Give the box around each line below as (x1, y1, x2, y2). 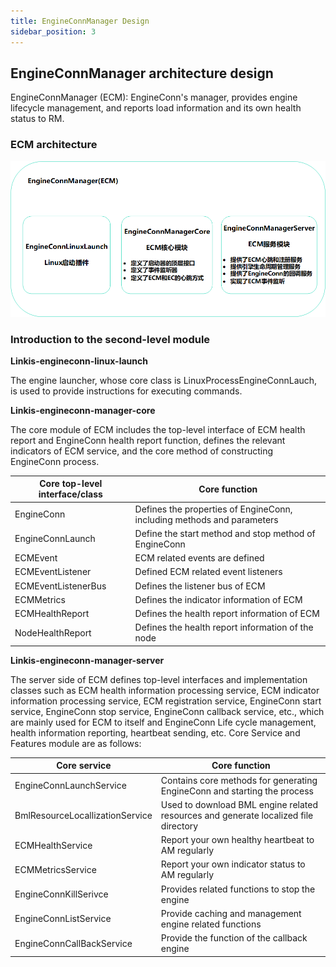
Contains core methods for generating (160, 774, 318, 786)
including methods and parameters (134, 513, 279, 525)
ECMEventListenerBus (14, 580, 107, 592)
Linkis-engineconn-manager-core (10, 404, 156, 416)
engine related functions (160, 918, 262, 930)
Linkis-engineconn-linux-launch (10, 355, 148, 367)
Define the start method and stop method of (134, 527, 316, 539)
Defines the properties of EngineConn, (134, 503, 293, 515)
